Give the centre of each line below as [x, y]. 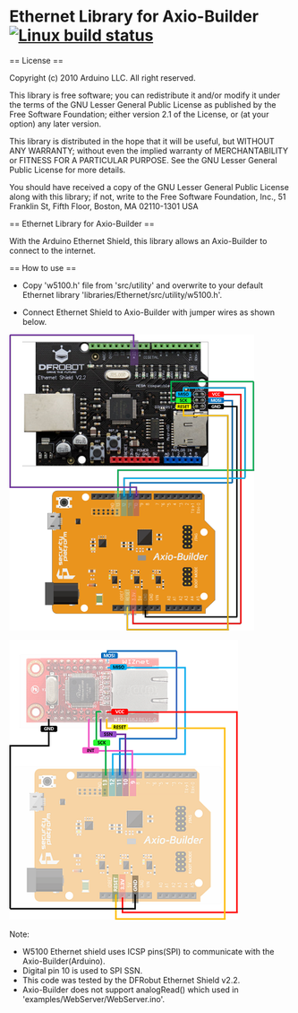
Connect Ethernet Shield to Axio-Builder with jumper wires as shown [149, 312]
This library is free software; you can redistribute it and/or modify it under [145, 95]
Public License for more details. [68, 170]
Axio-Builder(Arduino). [64, 961]
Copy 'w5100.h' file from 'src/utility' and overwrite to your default [143, 285]
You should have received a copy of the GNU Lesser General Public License [149, 187]
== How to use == [43, 267]
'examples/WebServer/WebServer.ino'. [94, 999]
